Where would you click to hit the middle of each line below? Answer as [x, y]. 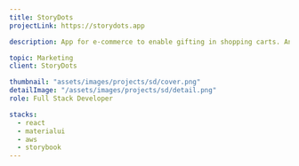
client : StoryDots [43, 66]
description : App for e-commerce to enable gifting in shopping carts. [145, 42]
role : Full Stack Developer [61, 99]
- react [32, 123]
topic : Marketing [41, 58]
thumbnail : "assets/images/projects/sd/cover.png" [105, 82]
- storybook [40, 147]
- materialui [41, 131]
